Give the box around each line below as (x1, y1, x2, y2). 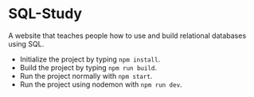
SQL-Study (8, 5, 82, 23)
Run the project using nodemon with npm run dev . (19, 80, 182, 89)
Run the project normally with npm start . (19, 71, 153, 80)
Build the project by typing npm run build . (19, 62, 158, 72)
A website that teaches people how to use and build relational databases (8, 31, 247, 40)
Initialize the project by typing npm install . (19, 54, 161, 64)
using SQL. (8, 39, 45, 48)
